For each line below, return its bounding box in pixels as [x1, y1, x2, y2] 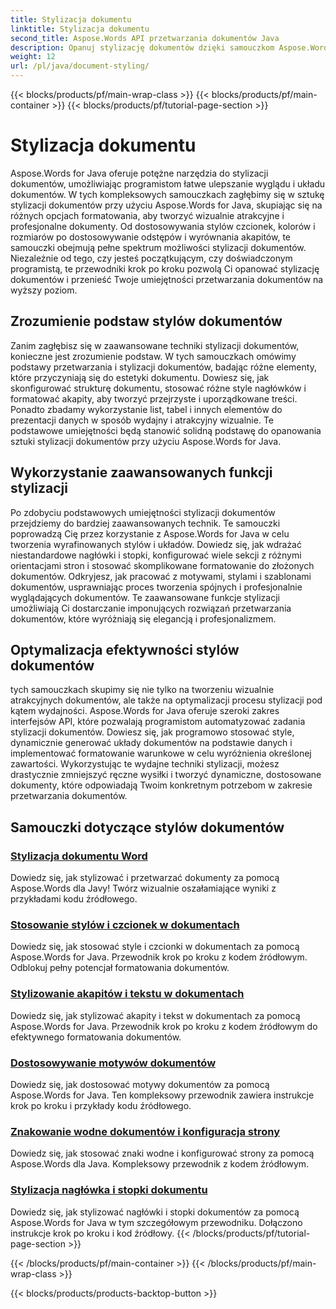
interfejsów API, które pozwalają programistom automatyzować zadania [10, 716, 306, 728]
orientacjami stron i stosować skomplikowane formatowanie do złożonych [10, 559, 315, 571]
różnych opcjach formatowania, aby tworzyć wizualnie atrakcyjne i [10, 209, 285, 221]
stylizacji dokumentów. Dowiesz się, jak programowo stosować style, [10, 726, 295, 738]
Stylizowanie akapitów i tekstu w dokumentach [10, 987, 245, 1001]
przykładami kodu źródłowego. [10, 893, 138, 905]
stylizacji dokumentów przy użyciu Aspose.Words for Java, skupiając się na [10, 199, 323, 211]
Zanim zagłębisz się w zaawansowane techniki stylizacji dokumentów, [10, 339, 300, 351]
